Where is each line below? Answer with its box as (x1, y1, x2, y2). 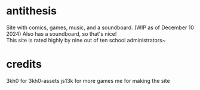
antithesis (6, 4, 57, 18)
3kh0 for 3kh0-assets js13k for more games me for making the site (6, 77, 170, 84)
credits (6, 58, 42, 71)
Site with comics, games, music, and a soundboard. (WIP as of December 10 (6, 24, 194, 31)
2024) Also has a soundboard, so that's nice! (6, 30, 117, 37)
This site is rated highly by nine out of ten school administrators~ (6, 36, 166, 44)
